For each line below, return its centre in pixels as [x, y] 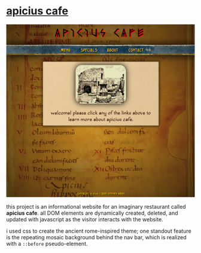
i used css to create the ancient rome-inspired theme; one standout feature [99, 231]
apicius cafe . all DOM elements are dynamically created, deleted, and [92, 213]
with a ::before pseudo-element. [47, 243]
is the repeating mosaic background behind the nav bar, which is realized [96, 237]
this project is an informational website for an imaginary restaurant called [96, 206]
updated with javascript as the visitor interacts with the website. [85, 219]
